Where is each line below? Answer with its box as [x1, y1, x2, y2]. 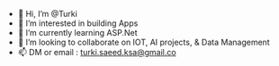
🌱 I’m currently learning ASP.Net [17, 28, 138, 37]
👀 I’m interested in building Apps [17, 18, 139, 29]
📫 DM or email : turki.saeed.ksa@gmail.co [17, 47, 177, 57]
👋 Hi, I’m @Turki [17, 9, 78, 19]
